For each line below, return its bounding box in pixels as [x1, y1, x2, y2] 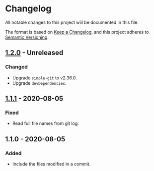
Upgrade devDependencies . [12, 80, 67, 86]
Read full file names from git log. [12, 120, 79, 126]
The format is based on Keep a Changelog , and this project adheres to [5, 29, 149, 35]
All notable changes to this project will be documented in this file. [5, 19, 139, 25]
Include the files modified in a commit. [12, 161, 91, 167]
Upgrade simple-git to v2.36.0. [12, 75, 77, 81]
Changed [5, 63, 28, 70]
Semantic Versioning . [5, 34, 49, 40]
